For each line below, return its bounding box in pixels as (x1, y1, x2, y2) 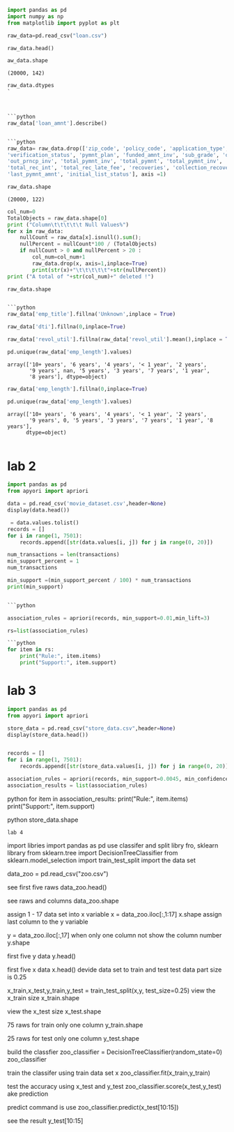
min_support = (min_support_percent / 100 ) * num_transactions (7, 577, 192, 584)
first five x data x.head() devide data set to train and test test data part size (7, 965, 222, 974)
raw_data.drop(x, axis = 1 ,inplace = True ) (32, 260, 148, 267)
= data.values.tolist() (10, 519, 79, 526)
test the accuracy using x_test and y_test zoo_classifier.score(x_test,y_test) (7, 1082, 221, 1090)
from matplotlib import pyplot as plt (7, 20, 120, 26)
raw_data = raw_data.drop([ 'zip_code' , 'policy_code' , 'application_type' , (7, 145, 229, 152)
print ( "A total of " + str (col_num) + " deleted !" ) (7, 273, 155, 280)
